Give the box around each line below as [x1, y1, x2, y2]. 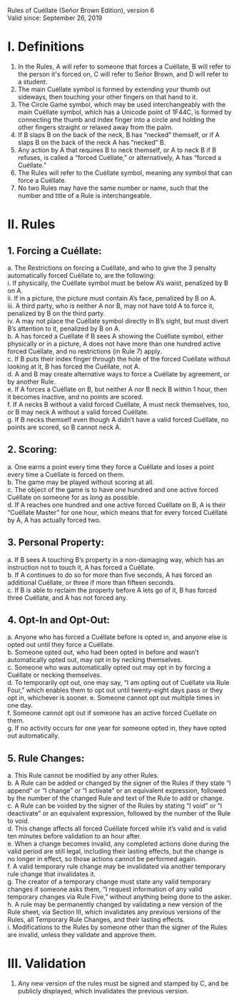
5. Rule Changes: [7, 752, 85, 764]
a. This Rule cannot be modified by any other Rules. [7, 771, 159, 780]
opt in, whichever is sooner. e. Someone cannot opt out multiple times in [7, 693, 220, 702]
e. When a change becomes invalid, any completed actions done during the [7, 839, 230, 848]
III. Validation [7, 956, 86, 972]
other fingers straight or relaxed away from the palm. [17, 123, 173, 131]
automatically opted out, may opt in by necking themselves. [7, 656, 183, 664]
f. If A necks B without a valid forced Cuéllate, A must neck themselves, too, [7, 400, 230, 409]
